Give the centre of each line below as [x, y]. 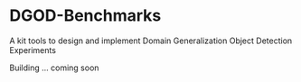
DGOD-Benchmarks [85, 16]
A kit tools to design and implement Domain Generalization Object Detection [151, 41]
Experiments [33, 50]
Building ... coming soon [54, 68]
